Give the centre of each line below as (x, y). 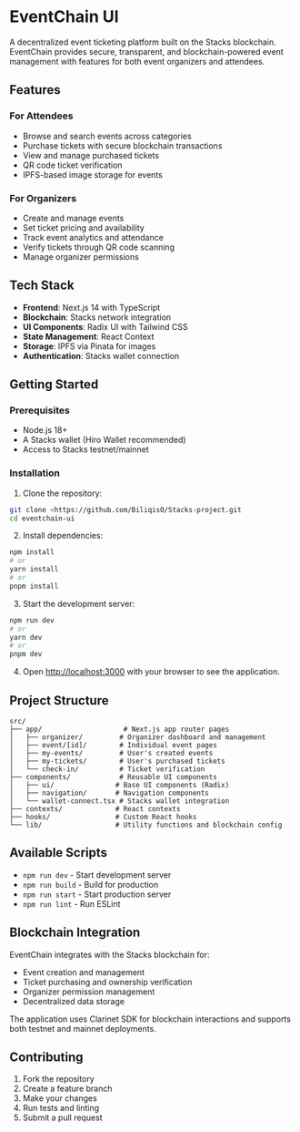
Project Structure (59, 700)
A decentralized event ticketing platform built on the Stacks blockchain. (143, 42)
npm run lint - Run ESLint (71, 903)
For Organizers (43, 198)
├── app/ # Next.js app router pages (120, 730)
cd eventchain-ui (42, 518)
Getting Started (54, 385)
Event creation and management (84, 972)
